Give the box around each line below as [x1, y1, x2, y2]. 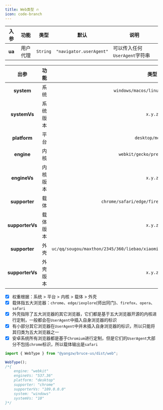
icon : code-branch [5, 12, 42, 16]
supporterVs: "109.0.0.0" [14, 387, 66, 392]
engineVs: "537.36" [14, 373, 53, 378]
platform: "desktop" [14, 378, 55, 383]
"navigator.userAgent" [56, 49, 109, 54]
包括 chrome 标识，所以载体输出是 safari [20, 341, 98, 347]
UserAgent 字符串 [113, 52, 150, 59]
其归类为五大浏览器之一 [12, 329, 59, 335]
